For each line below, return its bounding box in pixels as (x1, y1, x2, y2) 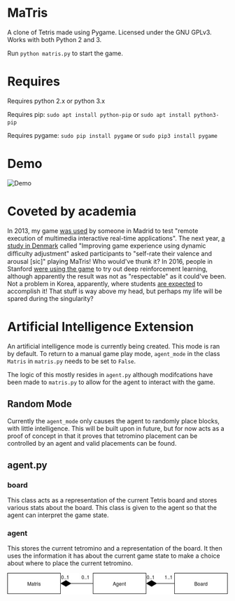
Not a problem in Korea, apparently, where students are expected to (7, 279, 203, 288)
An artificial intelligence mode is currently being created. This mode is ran (7, 341, 220, 351)
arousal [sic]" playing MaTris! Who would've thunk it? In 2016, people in (7, 257, 213, 265)
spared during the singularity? (7, 294, 94, 302)
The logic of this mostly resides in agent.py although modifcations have (7, 370, 213, 379)
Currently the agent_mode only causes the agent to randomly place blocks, (7, 416, 220, 425)
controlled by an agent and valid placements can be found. (7, 439, 177, 447)
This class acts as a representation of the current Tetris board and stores (7, 496, 218, 504)
